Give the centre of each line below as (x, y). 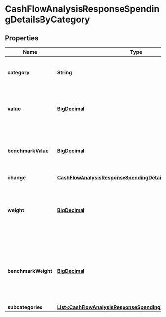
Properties (22, 38)
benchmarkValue (28, 151)
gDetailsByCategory (48, 20)
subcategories (25, 307)
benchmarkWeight (30, 271)
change (17, 177)
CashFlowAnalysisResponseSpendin (82, 9)
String (64, 73)
